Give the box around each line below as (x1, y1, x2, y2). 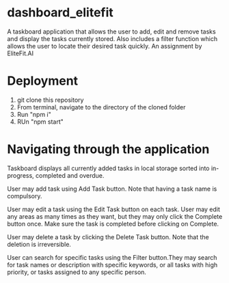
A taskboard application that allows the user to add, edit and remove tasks (7, 27, 217, 36)
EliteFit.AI (7, 49, 34, 57)
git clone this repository (16, 96, 84, 104)
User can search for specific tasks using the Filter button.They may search (7, 253, 217, 261)
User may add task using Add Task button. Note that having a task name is (7, 185, 217, 193)
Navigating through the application (7, 141, 210, 157)
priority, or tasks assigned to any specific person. (7, 268, 147, 276)
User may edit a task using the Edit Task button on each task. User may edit (7, 205, 221, 213)
